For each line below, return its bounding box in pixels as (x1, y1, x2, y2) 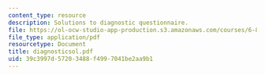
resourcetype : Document (8, 41, 87, 48)
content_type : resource (8, 11, 87, 20)
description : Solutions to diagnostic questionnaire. (8, 19, 189, 27)
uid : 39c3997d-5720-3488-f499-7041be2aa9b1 (8, 55, 154, 63)
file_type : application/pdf (8, 33, 101, 41)
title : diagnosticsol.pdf (8, 48, 93, 55)
